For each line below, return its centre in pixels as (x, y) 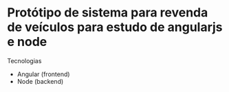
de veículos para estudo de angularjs (115, 27)
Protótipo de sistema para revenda (108, 13)
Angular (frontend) (43, 74)
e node (27, 42)
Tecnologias (24, 60)
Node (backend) (40, 81)
